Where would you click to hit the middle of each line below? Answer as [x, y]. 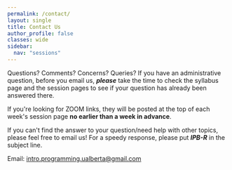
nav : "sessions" [37, 53]
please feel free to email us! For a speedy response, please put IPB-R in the [116, 137]
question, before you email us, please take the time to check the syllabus [113, 80]
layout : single [29, 20]
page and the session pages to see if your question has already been [107, 88]
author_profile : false [40, 33]
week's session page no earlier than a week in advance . [89, 116]
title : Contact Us [34, 27]
